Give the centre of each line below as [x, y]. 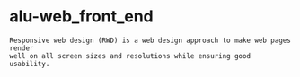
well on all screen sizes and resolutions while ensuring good [130, 56]
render [22, 48]
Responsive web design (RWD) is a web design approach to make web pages [150, 40]
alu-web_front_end [82, 17]
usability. [30, 64]
